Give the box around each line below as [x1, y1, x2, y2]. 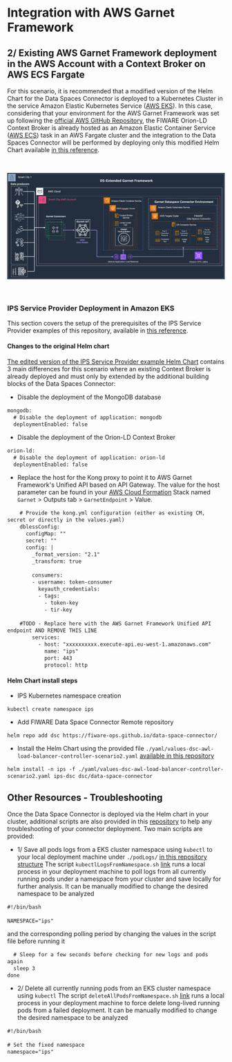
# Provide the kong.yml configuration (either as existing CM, [19, 510, 206, 516]
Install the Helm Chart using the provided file [17, 745, 145, 753]
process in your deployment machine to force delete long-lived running [17, 999, 220, 1007]
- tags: [37, 593, 60, 599]
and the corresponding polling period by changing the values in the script [7, 930, 216, 938]
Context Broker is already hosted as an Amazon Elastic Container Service [7, 124, 216, 132]
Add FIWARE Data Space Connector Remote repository [17, 718, 174, 727]
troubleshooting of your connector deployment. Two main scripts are [7, 825, 203, 833]
